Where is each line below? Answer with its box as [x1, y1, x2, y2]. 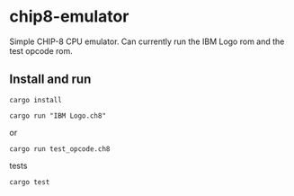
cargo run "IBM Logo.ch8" [9, 111, 106, 120]
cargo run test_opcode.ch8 [9, 144, 111, 154]
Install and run [9, 72, 92, 87]
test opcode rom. [9, 45, 74, 56]
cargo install [9, 95, 63, 104]
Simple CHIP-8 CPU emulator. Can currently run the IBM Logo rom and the [9, 36, 285, 47]
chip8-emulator [9, 6, 129, 27]
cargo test [9, 177, 50, 186]
